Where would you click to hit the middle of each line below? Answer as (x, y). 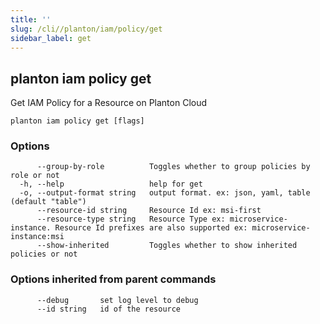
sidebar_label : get (51, 38)
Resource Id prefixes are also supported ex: (151, 228)
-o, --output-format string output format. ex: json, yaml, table (165, 193)
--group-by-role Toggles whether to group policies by (173, 167)
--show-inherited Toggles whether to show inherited (167, 246)
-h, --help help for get (111, 184)
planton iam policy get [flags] (77, 121)
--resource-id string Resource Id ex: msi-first (149, 211)
